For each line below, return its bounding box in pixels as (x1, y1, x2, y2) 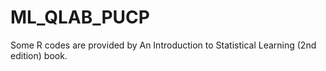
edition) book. (10, 49, 68, 61)
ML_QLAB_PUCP (10, 6, 150, 29)
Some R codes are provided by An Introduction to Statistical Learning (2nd (10, 39, 317, 51)
